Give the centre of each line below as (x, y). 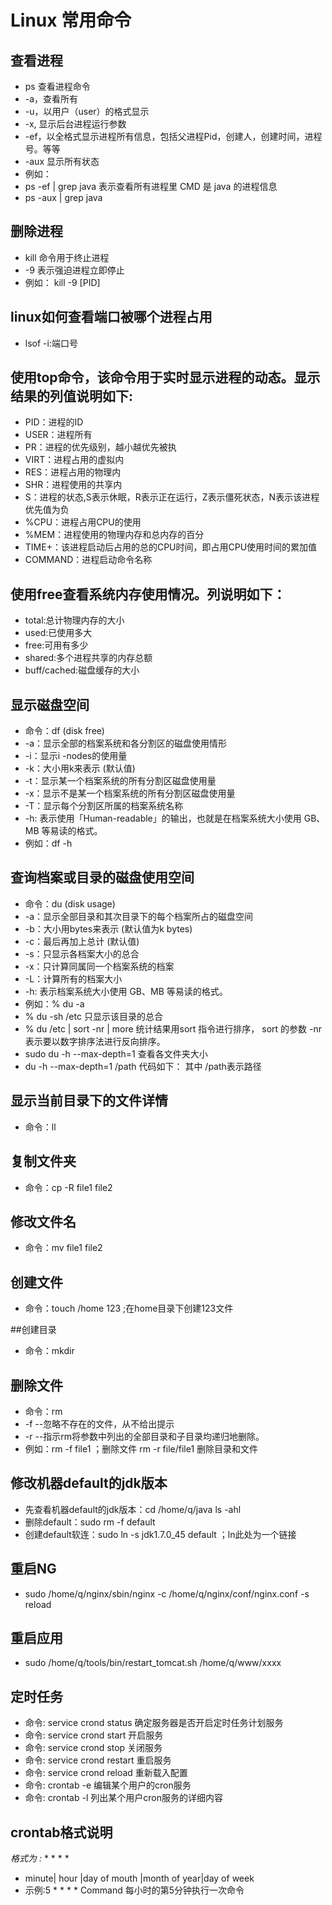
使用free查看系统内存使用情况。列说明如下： (148, 594)
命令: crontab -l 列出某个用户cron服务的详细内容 (123, 1798)
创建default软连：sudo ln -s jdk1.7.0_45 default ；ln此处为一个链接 (160, 1534)
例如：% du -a (54, 1003)
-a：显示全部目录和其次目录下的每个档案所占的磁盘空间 (139, 916)
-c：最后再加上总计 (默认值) (82, 941)
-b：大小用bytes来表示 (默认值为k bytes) (108, 928)
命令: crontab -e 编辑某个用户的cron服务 (108, 1785)
